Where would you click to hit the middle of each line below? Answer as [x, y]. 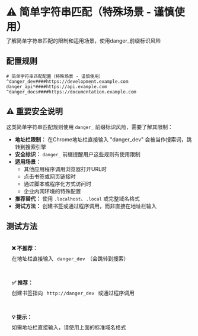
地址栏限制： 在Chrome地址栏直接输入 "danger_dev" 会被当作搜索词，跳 [103, 139]
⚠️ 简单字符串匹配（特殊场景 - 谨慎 [90, 12]
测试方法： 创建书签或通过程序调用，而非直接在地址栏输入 [86, 206]
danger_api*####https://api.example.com [57, 86]
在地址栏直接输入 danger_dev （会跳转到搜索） [70, 259]
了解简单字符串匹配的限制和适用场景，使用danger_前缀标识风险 [84, 41]
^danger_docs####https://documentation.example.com [71, 92]
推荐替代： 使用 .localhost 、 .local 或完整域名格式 [77, 198]
